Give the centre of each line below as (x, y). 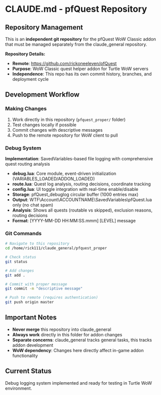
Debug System (23, 148)
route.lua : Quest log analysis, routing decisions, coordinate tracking (81, 184)
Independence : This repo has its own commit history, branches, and (82, 74)
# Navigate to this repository (37, 244)
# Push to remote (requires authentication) (52, 298)
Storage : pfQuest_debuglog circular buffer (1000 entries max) (75, 194)
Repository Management (44, 27)
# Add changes (20, 270)
